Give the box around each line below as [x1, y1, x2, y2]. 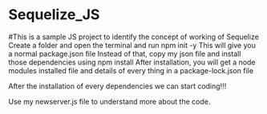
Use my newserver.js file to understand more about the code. [8, 96, 211, 106]
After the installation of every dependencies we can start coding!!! [8, 81, 227, 91]
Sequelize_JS [8, 6, 100, 24]
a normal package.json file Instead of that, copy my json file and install [8, 49, 241, 58]
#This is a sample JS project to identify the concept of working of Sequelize [8, 32, 259, 41]
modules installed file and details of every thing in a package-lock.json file [8, 65, 254, 75]
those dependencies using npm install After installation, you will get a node [8, 57, 256, 67]
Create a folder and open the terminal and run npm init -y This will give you [8, 40, 257, 49]
